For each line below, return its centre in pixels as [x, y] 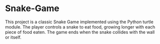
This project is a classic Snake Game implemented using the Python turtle [79, 22]
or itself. [13, 37]
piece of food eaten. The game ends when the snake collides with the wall [80, 32]
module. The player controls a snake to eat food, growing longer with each [80, 27]
